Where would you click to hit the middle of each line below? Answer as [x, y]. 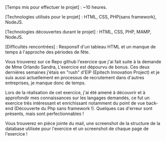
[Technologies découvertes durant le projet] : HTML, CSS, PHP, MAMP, [78, 32]
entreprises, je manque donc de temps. [46, 83]
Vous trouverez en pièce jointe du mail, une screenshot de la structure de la [83, 123]
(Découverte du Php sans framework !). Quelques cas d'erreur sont [83, 108]
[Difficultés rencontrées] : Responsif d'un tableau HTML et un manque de [81, 47]
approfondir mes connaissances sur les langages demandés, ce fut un [78, 98]
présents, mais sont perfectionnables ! [45, 114]
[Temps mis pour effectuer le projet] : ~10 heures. [56, 7]
